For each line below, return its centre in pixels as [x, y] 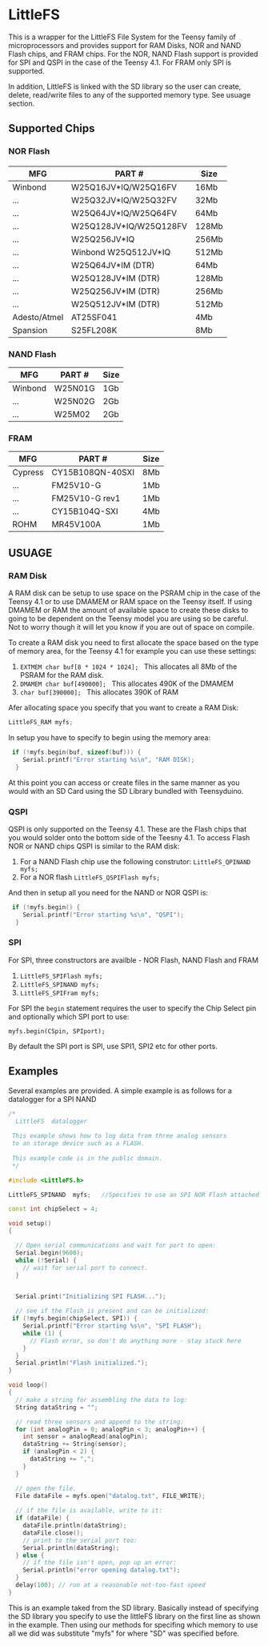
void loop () [28, 1385]
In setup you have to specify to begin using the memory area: [109, 737]
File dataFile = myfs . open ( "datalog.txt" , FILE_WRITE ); [110, 1496]
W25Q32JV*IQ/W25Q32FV [124, 200]
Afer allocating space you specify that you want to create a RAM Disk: [124, 708]
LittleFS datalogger [52, 1121]
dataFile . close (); [53, 1533]
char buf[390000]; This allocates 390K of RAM [99, 692]
